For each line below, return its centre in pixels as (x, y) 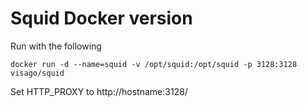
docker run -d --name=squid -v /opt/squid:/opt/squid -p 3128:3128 (154, 64)
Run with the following (56, 46)
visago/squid (37, 73)
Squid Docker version (101, 18)
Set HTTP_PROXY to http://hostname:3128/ (99, 91)
